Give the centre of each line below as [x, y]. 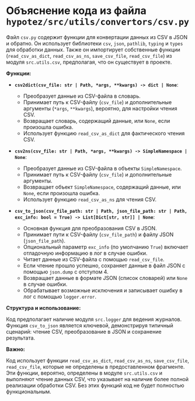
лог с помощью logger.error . [60, 296]
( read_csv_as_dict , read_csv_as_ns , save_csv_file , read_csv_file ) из [89, 56]
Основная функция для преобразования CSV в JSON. [90, 228]
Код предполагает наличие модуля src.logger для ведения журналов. [94, 319]
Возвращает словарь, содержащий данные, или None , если [97, 120]
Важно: [15, 349]
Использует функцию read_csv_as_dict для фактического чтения [104, 133]
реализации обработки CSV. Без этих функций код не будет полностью [95, 385]
